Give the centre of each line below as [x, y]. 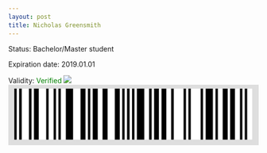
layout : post [30, 17]
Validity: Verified [35, 80]
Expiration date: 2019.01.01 [52, 64]
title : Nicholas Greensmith [55, 25]
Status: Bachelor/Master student [61, 48]
